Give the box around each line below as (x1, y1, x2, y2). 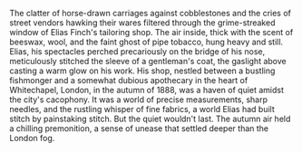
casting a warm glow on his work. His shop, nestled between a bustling (9, 65, 276, 76)
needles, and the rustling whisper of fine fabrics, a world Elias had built (9, 104, 275, 114)
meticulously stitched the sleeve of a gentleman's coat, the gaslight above (9, 56, 287, 66)
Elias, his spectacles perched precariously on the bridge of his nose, (9, 46, 266, 57)
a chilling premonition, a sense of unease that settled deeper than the (9, 123, 269, 134)
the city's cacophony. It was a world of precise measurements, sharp (9, 94, 268, 105)
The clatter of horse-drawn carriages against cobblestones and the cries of (9, 8, 292, 18)
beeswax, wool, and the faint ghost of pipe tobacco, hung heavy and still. (9, 36, 284, 47)
